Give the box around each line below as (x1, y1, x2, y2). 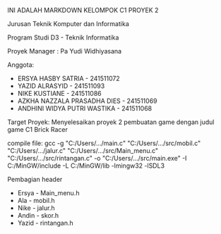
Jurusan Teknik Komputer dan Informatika (7, 20, 129, 27)
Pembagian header (7, 175, 63, 183)
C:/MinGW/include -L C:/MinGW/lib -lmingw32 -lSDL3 (7, 161, 165, 170)
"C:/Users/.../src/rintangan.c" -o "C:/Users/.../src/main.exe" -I (7, 154, 187, 162)
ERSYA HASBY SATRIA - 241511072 (17, 74, 120, 82)
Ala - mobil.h (17, 197, 55, 204)
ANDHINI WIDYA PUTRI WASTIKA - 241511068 (17, 104, 153, 112)
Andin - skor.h (17, 211, 59, 219)
